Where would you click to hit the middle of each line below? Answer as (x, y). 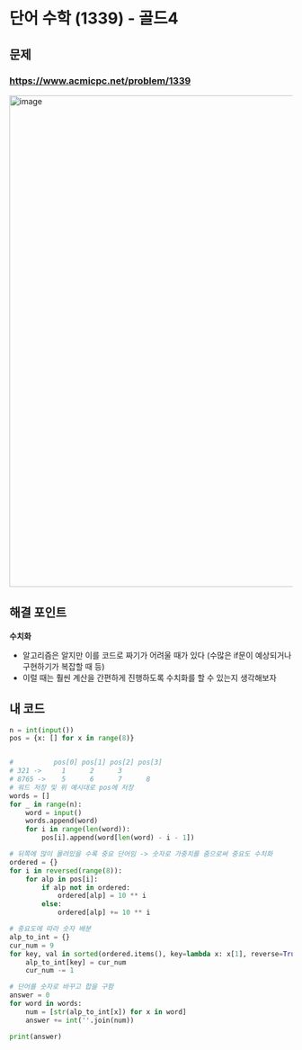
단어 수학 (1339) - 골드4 (94, 18)
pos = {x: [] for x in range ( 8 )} (72, 739)
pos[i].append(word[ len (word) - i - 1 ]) (118, 838)
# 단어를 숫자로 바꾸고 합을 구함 (62, 987)
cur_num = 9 (31, 946)
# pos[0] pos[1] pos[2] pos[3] (86, 763)
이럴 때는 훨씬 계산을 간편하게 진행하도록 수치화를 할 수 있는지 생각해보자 (149, 678)
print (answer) (36, 1037)
